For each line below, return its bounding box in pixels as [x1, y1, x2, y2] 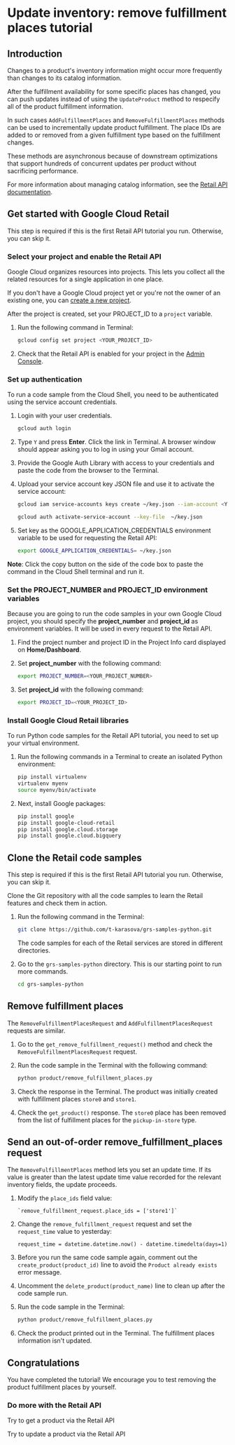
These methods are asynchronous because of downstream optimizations [7, 152, 218, 160]
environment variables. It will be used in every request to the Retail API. [7, 624, 213, 633]
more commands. [17, 967, 69, 976]
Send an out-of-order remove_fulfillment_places [7, 1136, 223, 1148]
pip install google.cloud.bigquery [17, 833, 122, 840]
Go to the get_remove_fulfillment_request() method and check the [17, 1040, 213, 1048]
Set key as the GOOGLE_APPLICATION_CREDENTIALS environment [17, 526, 211, 535]
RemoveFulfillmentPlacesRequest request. [17, 1047, 138, 1056]
